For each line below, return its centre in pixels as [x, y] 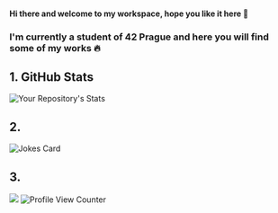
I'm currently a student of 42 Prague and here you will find [139, 37]
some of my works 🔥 [55, 48]
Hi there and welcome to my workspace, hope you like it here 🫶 [129, 13]
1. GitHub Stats [52, 77]
